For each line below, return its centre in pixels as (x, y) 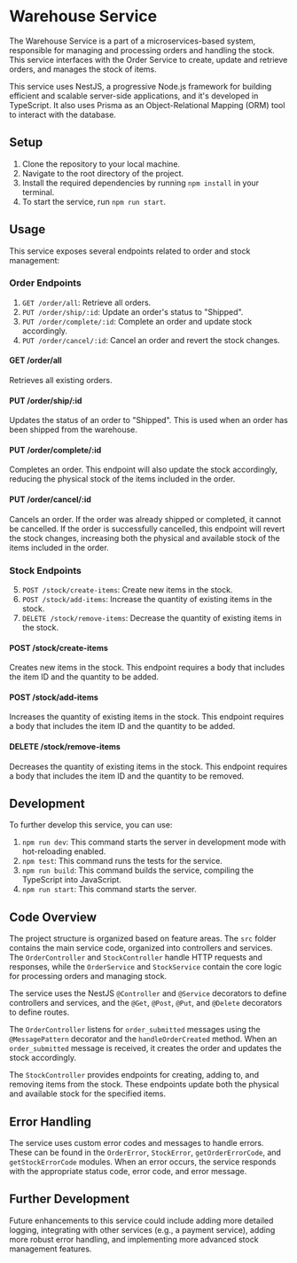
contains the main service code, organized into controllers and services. (141, 948)
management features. (51, 1249)
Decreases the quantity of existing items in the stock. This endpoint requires (148, 766)
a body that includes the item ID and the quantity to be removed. (127, 776)
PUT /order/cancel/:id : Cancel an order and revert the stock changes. (151, 340)
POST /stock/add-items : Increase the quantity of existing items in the (147, 599)
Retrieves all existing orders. (61, 380)
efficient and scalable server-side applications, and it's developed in (134, 96)
